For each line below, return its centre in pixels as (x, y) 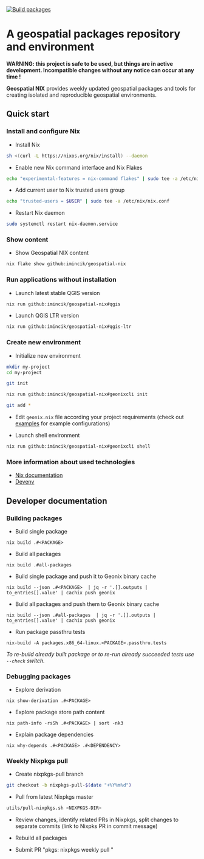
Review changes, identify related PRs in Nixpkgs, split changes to (97, 820)
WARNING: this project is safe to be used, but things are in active (90, 63)
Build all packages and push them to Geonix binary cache (87, 604)
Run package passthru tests (50, 631)
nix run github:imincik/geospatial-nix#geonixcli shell (78, 447)
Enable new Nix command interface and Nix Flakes (79, 167)
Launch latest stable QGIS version (57, 293)
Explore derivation (38, 690)
